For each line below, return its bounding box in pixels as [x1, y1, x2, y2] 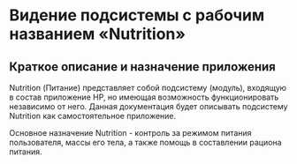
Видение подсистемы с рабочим [9, 5, 265, 26]
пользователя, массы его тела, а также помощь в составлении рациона [9, 138, 282, 147]
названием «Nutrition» [9, 24, 187, 44]
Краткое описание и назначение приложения [9, 59, 276, 74]
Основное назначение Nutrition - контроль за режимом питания [9, 128, 252, 138]
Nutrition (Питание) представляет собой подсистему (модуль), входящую [9, 83, 287, 93]
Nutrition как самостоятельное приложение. [9, 111, 177, 121]
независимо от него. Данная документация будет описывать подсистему [9, 101, 288, 111]
